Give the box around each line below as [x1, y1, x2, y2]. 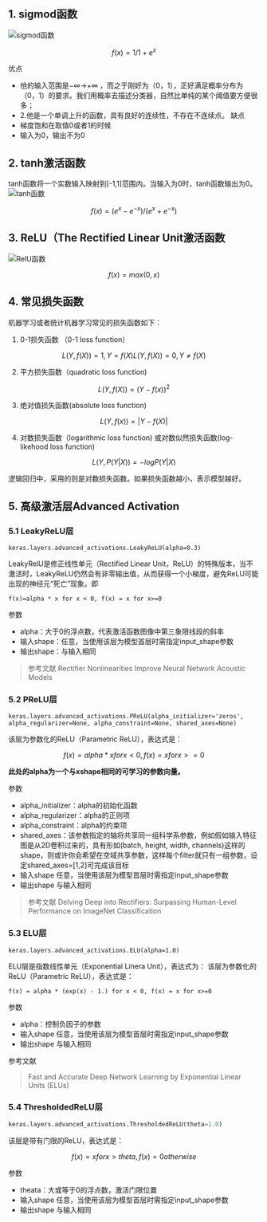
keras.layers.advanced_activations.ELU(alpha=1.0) [8, 946, 180, 954]
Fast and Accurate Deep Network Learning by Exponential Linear [27, 1071, 241, 1082]
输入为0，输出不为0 [19, 131, 85, 140]
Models [27, 672, 53, 682]
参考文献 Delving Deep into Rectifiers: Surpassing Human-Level [27, 898, 237, 907]
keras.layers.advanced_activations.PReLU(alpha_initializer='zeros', [8, 713, 245, 721]
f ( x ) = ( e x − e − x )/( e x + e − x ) [90, 205, 178, 215]
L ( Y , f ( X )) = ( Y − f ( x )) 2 [98, 383, 170, 394]
